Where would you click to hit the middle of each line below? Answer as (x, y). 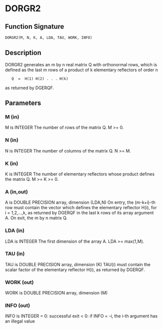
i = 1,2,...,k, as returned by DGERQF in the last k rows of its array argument (80, 213)
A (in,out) (17, 192)
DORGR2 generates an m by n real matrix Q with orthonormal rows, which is (81, 64)
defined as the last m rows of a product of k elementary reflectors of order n (81, 70)
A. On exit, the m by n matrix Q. (36, 218)
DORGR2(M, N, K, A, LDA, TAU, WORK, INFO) (49, 38)
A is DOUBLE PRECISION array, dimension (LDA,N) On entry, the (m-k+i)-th (80, 202)
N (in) (12, 140)
